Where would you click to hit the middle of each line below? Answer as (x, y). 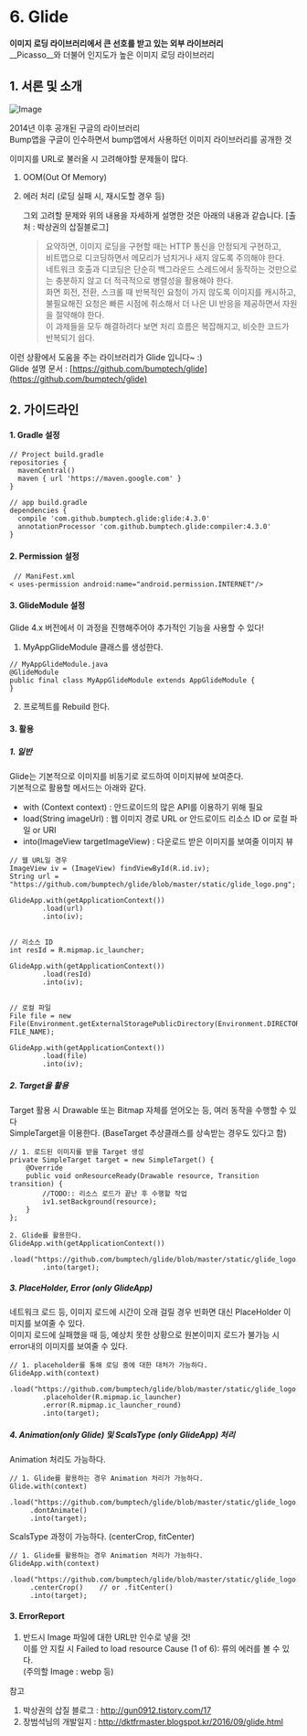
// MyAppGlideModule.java (58, 664)
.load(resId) (67, 975)
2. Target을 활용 (39, 1085)
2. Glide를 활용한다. (46, 1236)
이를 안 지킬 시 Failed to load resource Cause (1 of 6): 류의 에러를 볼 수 (151, 1649)
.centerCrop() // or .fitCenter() (101, 1588)
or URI (44, 830)
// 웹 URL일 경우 (39, 861)
